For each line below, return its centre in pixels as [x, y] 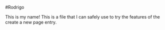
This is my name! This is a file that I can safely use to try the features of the [82, 17]
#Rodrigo [15, 7]
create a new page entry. [31, 22]
